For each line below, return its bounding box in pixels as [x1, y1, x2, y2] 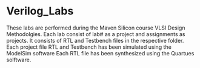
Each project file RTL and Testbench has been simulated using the [6, 43, 172, 51]
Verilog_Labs [6, 4, 74, 18]
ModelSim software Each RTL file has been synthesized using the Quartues [6, 49, 195, 57]
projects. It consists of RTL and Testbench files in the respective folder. [6, 37, 184, 44]
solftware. [6, 56, 32, 63]
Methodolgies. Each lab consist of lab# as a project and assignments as [6, 30, 185, 37]
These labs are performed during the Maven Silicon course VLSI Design [6, 24, 185, 31]
